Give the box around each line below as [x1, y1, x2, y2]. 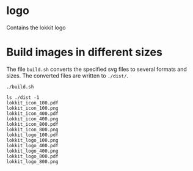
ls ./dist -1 [6, 94, 40, 101]
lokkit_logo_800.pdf [6, 153, 59, 159]
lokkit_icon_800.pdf [6, 121, 59, 127]
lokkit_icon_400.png [6, 115, 59, 122]
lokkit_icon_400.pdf [6, 111, 59, 117]
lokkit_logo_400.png [6, 148, 59, 154]
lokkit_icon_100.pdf [6, 100, 59, 106]
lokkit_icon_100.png [6, 105, 59, 111]
